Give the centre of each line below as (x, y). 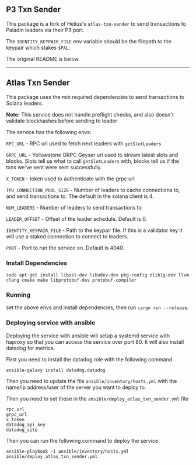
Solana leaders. (25, 103)
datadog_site (22, 430)
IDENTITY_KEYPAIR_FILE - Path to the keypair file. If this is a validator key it (94, 230)
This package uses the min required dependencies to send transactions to (95, 97)
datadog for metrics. (31, 348)
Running (18, 295)
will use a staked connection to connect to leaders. (67, 236)
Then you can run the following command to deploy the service (82, 440)
